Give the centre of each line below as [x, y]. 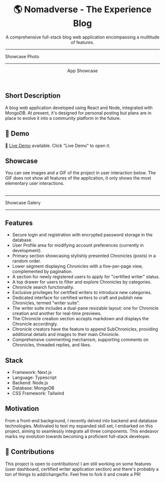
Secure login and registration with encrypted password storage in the [82, 235]
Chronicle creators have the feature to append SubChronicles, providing [85, 329]
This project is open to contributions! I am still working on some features [78, 464]
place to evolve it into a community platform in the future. [63, 118]
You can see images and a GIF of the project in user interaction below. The [81, 173]
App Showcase [82, 71]
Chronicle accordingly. [35, 324]
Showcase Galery [23, 203]
